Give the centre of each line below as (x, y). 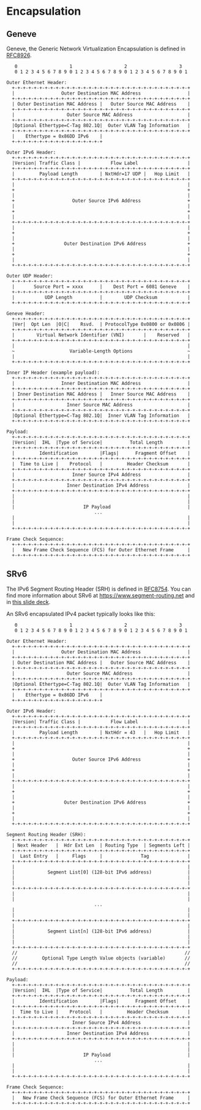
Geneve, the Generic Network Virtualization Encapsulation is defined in (96, 49)
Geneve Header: (26, 314)
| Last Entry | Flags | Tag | (101, 856)
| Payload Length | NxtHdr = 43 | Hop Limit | (101, 732)
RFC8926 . (19, 55)
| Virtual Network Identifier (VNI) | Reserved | (101, 335)
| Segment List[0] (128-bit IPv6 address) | (101, 872)
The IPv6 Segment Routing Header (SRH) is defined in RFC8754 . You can (99, 589)
